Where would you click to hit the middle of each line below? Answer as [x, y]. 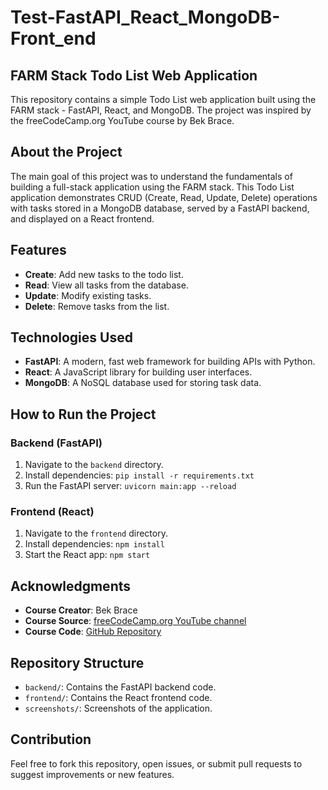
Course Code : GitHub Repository [93, 632]
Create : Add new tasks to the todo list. [104, 274]
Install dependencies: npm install [94, 544]
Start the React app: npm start [87, 555]
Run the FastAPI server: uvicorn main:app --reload [130, 486]
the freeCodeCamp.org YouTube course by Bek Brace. [122, 120]
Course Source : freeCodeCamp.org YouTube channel [135, 621]
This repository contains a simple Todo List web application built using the [163, 99]
